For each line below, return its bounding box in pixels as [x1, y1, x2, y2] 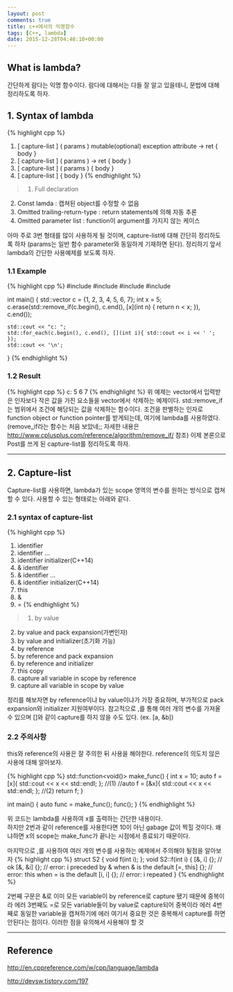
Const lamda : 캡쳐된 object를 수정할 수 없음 [17, 199, 140, 207]
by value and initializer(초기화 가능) [17, 637, 116, 645]
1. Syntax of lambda [7, 110, 94, 122]
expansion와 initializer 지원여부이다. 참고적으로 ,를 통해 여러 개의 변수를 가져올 [7, 704, 221, 713]
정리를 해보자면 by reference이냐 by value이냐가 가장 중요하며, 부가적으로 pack [7, 696, 224, 704]
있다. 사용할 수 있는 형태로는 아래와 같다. [21, 495, 131, 503]
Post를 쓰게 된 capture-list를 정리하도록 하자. [7, 440, 130, 448]
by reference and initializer [17, 659, 94, 668]
